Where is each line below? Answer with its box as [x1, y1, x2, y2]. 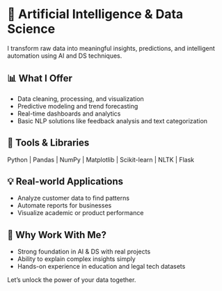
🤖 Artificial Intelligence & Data [7, 6, 184, 22]
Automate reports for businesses [17, 201, 112, 210]
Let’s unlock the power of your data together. [7, 276, 136, 284]
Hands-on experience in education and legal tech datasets [17, 262, 186, 271]
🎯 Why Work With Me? [7, 229, 106, 241]
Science [7, 21, 56, 37]
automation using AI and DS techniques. [7, 52, 122, 60]
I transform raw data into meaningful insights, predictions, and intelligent [7, 44, 216, 52]
